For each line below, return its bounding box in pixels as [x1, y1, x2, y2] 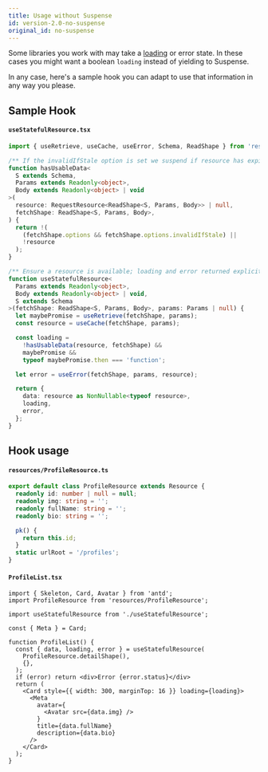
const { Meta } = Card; [8, 624, 88, 632]
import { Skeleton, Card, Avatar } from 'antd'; [8, 589, 173, 598]
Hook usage [8, 444, 69, 458]
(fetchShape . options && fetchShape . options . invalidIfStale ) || [22, 230, 238, 239]
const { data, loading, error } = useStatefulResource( [15, 645, 205, 654]
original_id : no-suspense [8, 26, 94, 34]
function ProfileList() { [8, 639, 94, 647]
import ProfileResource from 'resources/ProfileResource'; [8, 597, 209, 605]
